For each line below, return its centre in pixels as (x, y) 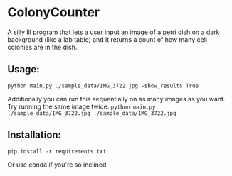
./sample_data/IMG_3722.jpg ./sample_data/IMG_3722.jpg (92, 113)
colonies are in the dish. (42, 47)
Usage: (24, 69)
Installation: (35, 135)
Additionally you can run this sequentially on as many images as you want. (116, 99)
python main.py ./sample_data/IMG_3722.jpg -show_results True (103, 86)
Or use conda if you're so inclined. (58, 165)
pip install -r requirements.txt (57, 151)
